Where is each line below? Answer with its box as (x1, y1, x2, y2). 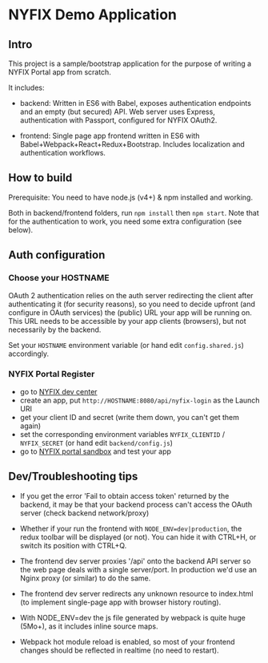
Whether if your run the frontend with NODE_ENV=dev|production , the (19, 524, 242, 533)
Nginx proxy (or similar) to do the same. (19, 573, 151, 583)
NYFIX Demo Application (8, 6, 178, 24)
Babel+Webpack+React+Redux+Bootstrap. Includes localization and (19, 139, 246, 149)
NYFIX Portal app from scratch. (8, 67, 112, 77)
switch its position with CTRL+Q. (19, 540, 127, 550)
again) (19, 421, 42, 431)
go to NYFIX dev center (19, 386, 98, 396)
